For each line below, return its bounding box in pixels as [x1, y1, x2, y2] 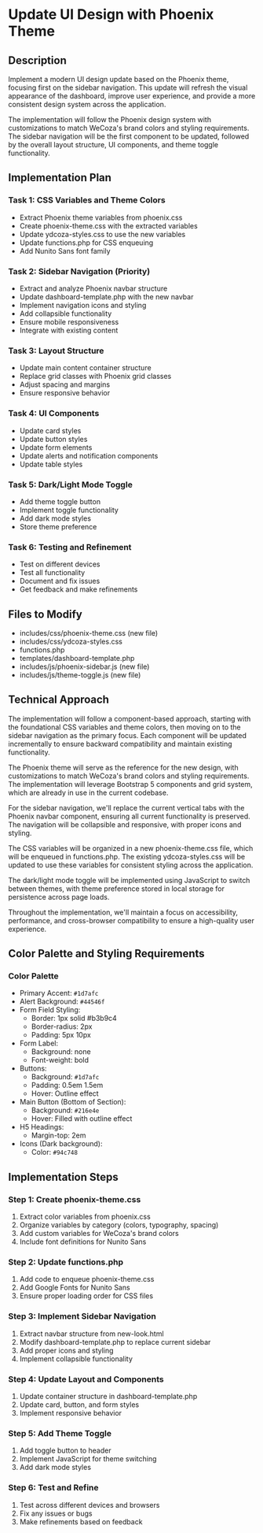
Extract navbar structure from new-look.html [19, 1329, 164, 1338]
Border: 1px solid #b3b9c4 [31, 1014, 118, 1023]
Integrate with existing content [19, 325, 119, 335]
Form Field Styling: [19, 1005, 81, 1015]
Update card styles [19, 425, 82, 435]
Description [8, 54, 67, 67]
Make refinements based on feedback [19, 1516, 143, 1526]
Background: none [31, 1047, 92, 1056]
